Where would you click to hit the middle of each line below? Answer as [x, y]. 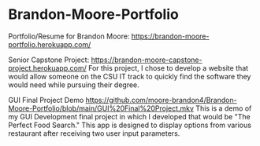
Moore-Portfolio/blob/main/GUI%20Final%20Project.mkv [101, 108]
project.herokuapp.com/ [47, 68]
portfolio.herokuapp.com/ [50, 44]
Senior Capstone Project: [49, 60]
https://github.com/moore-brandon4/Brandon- [162, 100]
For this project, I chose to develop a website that [168, 68]
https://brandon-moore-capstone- [147, 60]
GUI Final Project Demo [46, 100]
